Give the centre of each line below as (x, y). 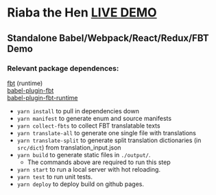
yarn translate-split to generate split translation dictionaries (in (109, 140)
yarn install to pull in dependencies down (78, 111)
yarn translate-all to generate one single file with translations (107, 133)
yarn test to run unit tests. (55, 176)
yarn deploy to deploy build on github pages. (80, 184)
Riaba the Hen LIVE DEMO (82, 13)
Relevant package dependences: (63, 68)
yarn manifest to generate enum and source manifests (94, 118)
